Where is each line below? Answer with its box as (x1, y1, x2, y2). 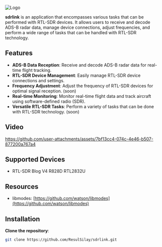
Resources (5, 182, 39, 191)
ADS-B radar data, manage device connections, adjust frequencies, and (5, 24, 150, 30)
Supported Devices (5, 156, 65, 164)
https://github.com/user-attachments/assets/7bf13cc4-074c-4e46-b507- (5, 136, 154, 142)
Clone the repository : (5, 228, 49, 234)
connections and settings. (12, 77, 65, 83)
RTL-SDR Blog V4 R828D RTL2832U (12, 168, 86, 174)
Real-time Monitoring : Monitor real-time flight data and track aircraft (12, 93, 151, 99)
